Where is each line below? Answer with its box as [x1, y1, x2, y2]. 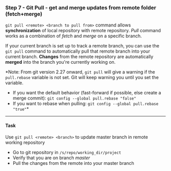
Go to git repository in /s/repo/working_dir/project [12, 149, 121, 155]
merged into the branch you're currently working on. [5, 59, 116, 65]
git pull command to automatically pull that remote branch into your [5, 48, 150, 55]
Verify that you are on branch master [12, 155, 90, 161]
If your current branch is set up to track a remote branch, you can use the [5, 43, 159, 49]
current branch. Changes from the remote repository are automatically [5, 54, 154, 60]
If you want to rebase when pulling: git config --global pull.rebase [12, 101, 159, 107]
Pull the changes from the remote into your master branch [12, 160, 134, 166]
